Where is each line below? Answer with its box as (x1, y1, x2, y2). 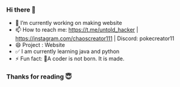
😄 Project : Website (15, 41, 65, 49)
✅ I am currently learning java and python (15, 48, 120, 55)
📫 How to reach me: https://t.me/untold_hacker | (15, 26, 139, 33)
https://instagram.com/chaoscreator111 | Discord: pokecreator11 (15, 35, 175, 42)
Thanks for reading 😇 (6, 72, 72, 81)
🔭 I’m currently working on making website (15, 19, 123, 27)
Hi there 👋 (6, 5, 36, 14)
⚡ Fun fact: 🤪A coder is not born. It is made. (15, 55, 125, 63)
